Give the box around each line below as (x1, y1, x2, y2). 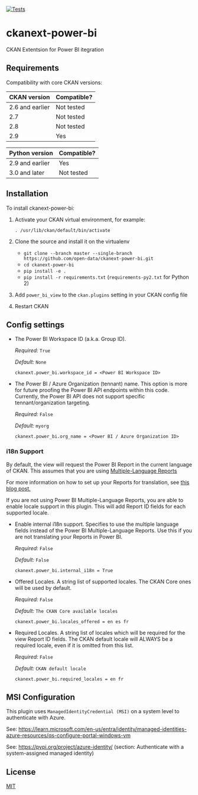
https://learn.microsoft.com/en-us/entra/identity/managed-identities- (18, 726, 187, 733)
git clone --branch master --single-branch (23, 250, 133, 256)
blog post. (6, 485, 31, 492)
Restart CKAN (14, 302, 49, 309)
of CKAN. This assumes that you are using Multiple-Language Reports (6, 467, 177, 474)
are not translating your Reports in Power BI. (14, 533, 123, 540)
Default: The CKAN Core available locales (14, 607, 118, 614)
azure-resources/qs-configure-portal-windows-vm (6, 732, 131, 739)
